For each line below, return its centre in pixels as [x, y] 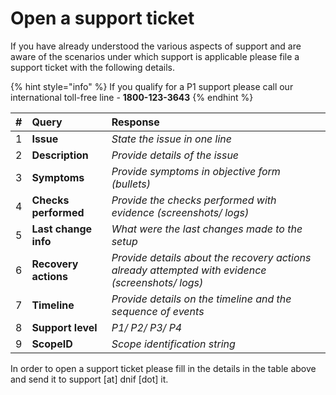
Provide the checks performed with [194, 200]
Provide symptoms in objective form [196, 171]
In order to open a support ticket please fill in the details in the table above [163, 368]
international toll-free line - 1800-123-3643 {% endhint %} [132, 97]
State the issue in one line [172, 139]
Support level [64, 327]
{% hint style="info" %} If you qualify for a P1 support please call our [152, 86]
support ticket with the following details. [93, 67]
